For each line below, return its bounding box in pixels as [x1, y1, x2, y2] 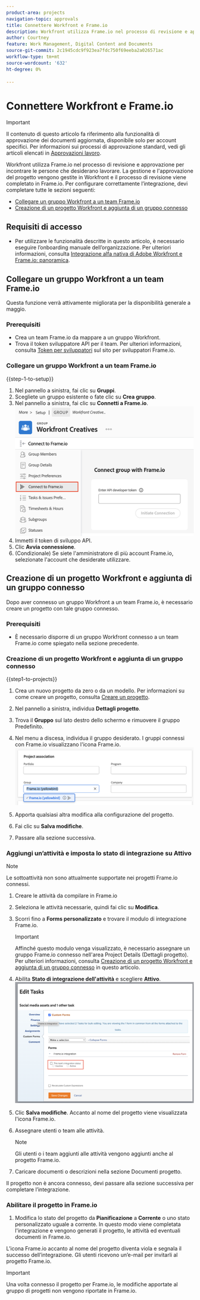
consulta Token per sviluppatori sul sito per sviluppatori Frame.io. [14, 347, 176, 354]
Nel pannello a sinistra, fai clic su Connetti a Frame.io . [14, 399, 149, 406]
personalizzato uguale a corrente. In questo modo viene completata [14, 1221, 182, 1228]
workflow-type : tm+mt [6, 54, 60, 60]
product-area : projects [6, 10, 65, 16]
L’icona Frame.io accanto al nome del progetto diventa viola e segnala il [6, 1245, 182, 1252]
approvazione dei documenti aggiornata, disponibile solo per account [6, 137, 177, 144]
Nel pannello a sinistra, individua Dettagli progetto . [14, 705, 141, 712]
